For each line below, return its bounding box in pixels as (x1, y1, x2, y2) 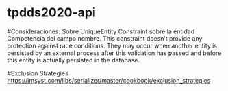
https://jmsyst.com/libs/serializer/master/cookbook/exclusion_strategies (7, 76, 211, 84)
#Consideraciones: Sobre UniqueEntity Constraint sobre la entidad (7, 27, 195, 35)
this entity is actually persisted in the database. (7, 56, 140, 64)
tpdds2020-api (7, 5, 96, 20)
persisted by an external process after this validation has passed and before (7, 49, 222, 57)
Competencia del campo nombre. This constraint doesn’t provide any (7, 34, 203, 42)
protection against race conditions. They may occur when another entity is (7, 41, 218, 50)
